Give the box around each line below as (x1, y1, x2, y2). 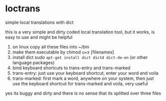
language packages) (12, 59, 55, 65)
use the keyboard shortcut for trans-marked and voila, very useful (12, 80, 148, 87)
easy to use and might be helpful (5, 34, 73, 40)
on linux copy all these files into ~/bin (12, 44, 90, 50)
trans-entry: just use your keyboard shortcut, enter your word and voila (12, 70, 159, 76)
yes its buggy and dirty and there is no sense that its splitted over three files (5, 90, 161, 96)
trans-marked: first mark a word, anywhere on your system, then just (12, 75, 154, 81)
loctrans (5, 3, 40, 14)
